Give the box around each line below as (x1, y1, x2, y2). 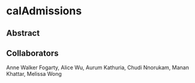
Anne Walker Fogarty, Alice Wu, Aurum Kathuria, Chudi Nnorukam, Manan (6, 64, 189, 71)
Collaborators (6, 48, 59, 58)
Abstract (6, 28, 40, 38)
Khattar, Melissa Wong (6, 70, 62, 78)
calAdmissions (6, 4, 82, 18)
